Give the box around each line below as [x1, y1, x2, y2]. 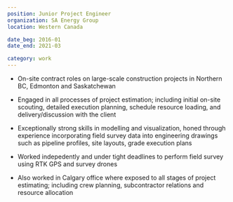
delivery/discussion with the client [17, 110, 116, 119]
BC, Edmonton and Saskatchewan [17, 82, 116, 90]
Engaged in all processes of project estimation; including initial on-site [17, 95, 221, 104]
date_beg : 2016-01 [7, 36, 61, 43]
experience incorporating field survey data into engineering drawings [17, 131, 218, 140]
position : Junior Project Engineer [7, 10, 112, 18]
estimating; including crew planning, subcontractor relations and [17, 181, 204, 189]
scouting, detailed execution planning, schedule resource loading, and [17, 103, 221, 111]
